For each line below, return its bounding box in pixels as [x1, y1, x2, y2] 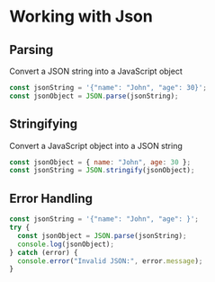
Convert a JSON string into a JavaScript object [9, 66, 183, 76]
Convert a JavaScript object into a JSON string [9, 140, 183, 151]
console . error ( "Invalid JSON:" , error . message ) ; [17, 256, 203, 266]
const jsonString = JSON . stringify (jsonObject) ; [9, 166, 195, 175]
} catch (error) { [9, 248, 78, 257]
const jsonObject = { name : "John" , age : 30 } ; [9, 157, 192, 167]
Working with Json [9, 6, 153, 27]
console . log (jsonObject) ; [17, 240, 115, 249]
